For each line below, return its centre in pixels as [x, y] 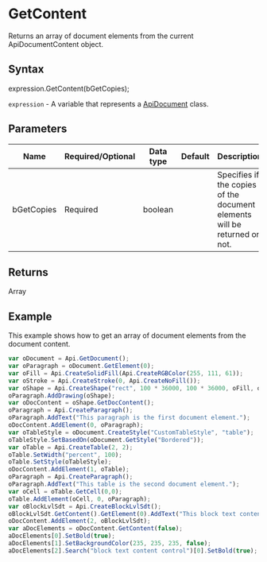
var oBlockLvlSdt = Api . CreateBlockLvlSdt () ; [85, 506]
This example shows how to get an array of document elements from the [127, 335]
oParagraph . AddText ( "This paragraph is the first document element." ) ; [129, 418]
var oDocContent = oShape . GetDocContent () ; [81, 403]
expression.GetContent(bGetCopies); [69, 88]
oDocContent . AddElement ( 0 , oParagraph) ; [76, 425]
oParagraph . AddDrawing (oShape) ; [62, 395]
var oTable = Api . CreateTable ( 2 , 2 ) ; [71, 447]
